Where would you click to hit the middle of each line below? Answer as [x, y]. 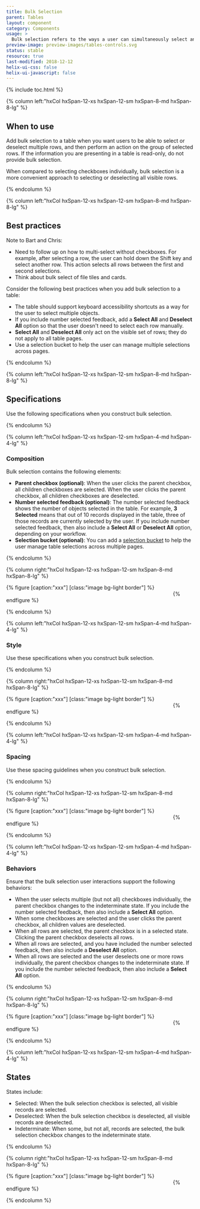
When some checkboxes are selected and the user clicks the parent [98, 918]
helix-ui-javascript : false [41, 73]
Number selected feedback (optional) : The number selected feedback [102, 502]
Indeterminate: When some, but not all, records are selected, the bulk [100, 1128]
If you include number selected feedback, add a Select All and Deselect [103, 319]
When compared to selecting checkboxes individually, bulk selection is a [95, 171]
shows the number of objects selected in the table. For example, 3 [96, 508]
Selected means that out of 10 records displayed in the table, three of [100, 514]
